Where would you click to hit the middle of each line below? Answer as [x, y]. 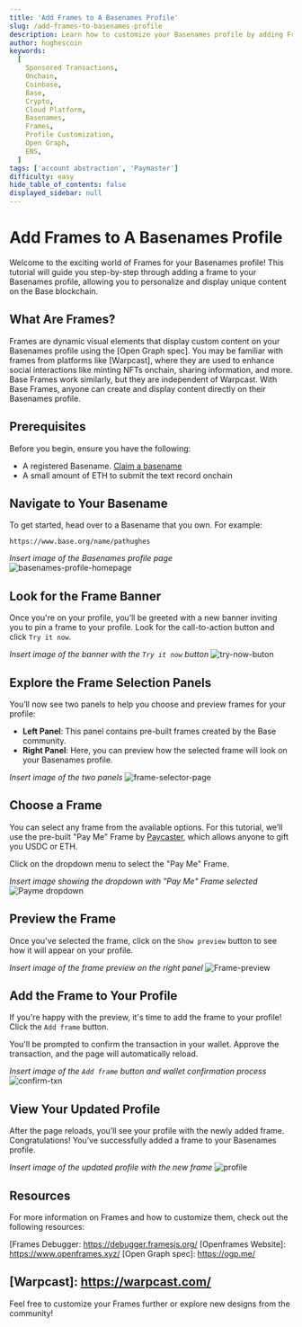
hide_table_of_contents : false [68, 185]
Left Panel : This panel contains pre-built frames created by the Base [149, 731]
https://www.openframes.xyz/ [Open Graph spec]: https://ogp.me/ [133, 1254]
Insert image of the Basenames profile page [91, 558]
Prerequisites [48, 427]
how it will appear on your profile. [71, 950]
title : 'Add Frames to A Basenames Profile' [94, 18]
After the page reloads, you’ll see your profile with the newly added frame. [147, 1131]
